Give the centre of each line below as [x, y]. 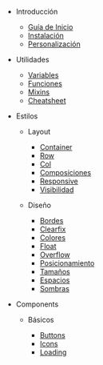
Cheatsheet [47, 100]
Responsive [59, 181]
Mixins [39, 92]
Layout [39, 132]
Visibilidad [57, 190]
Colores [53, 238]
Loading [53, 352]
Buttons [52, 335]
